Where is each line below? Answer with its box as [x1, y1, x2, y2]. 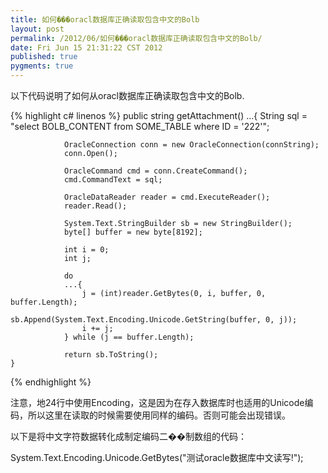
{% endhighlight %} [10, 376, 92, 388]
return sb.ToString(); [63, 350, 159, 360]
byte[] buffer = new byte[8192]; [63, 227, 203, 237]
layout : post [10, 24, 65, 34]
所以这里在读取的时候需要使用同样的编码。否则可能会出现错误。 [27, 409, 291, 421]
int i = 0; [63, 245, 110, 255]
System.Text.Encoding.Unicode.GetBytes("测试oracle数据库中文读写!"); [10, 452, 304, 463]
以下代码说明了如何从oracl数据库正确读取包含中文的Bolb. [10, 90, 245, 101]
